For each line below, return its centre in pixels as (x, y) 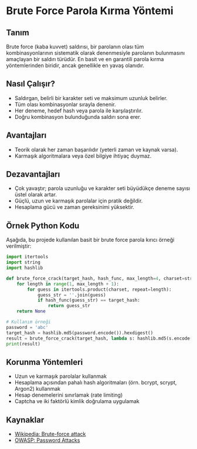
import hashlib (25, 268)
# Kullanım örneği (28, 322)
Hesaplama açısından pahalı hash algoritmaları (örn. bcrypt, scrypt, (96, 383)
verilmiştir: (19, 246)
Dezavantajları (33, 174)
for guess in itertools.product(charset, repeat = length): (99, 290)
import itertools (27, 257)
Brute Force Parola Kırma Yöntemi (90, 11)
